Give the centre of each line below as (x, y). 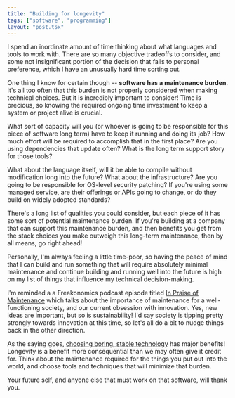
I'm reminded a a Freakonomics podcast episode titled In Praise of (103, 293)
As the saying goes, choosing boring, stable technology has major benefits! (116, 344)
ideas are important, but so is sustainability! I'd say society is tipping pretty (115, 315)
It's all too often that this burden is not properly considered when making (112, 90)
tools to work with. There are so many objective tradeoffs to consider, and (114, 54)
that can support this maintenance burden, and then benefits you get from (114, 229)
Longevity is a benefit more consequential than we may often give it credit (114, 352)
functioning (24, 308)
